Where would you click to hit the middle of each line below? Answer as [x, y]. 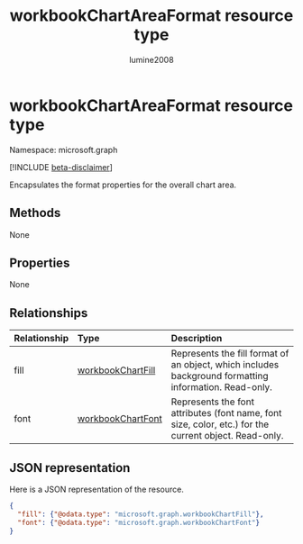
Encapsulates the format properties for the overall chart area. [123, 185]
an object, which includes [225, 365]
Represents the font [213, 402]
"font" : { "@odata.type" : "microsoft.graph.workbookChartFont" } [138, 522]
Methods [35, 213]
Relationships [49, 313]
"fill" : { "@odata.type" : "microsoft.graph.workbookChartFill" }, [141, 514]
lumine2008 [151, 59]
